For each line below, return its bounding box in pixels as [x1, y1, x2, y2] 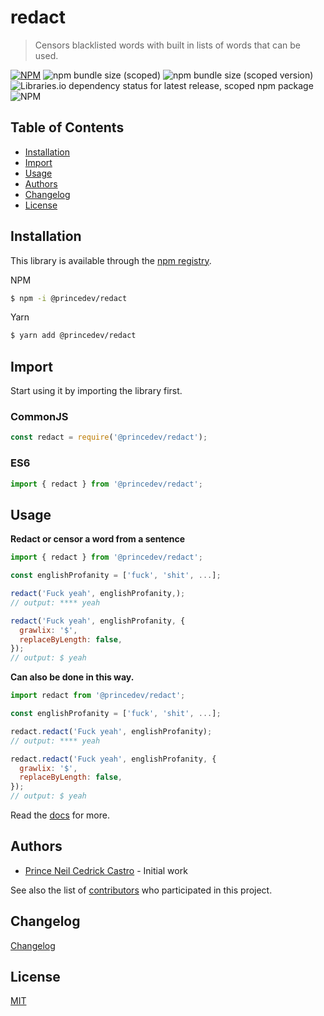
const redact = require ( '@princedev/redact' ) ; [10, 432, 208, 443]
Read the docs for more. [10, 809, 110, 821]
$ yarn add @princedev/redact [10, 331, 137, 341]
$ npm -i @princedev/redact [10, 293, 128, 303]
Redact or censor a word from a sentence [10, 533, 186, 545]
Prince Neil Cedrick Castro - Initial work [24, 864, 188, 876]
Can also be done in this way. [10, 671, 135, 683]
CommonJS [10, 410, 69, 424]
